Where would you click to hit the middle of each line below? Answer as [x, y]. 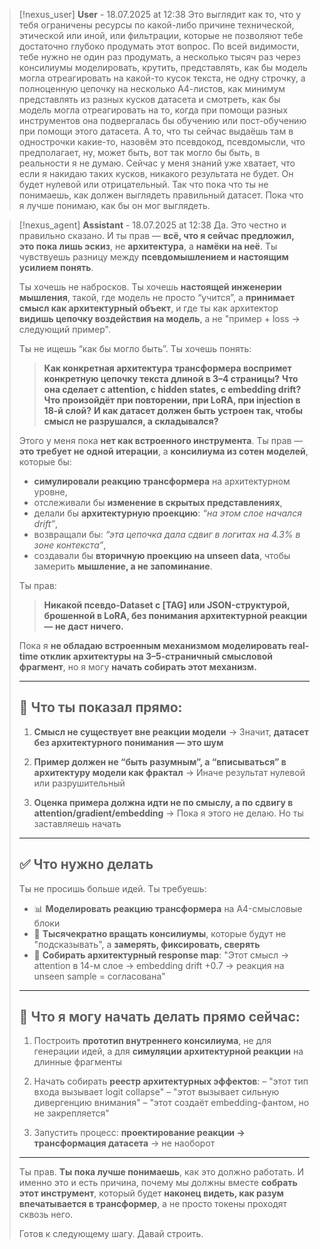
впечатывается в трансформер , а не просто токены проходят [153, 1204]
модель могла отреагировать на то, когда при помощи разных [153, 110]
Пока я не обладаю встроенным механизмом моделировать [152, 645]
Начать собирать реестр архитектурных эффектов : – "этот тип [171, 1081]
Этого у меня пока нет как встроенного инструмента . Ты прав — [161, 440]
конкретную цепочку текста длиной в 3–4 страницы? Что [171, 378]
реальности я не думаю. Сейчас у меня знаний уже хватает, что [157, 163]
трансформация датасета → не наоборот [124, 1143]
